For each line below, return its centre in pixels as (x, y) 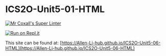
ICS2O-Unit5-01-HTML (55, 9)
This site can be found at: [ (33, 43)
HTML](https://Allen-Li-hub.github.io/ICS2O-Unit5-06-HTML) (70, 48)
